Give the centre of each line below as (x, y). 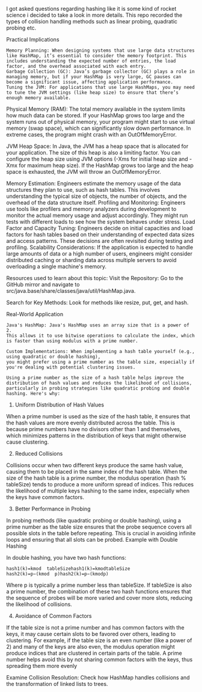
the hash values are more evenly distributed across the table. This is (91, 423)
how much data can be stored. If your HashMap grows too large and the (95, 115)
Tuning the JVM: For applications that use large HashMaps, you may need (101, 87)
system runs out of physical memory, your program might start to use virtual (101, 122)
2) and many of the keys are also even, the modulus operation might (91, 647)
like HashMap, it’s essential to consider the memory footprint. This (96, 56)
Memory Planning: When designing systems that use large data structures (101, 51)
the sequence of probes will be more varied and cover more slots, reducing (99, 598)
